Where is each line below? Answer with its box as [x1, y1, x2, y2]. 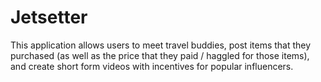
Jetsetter [10, 6, 88, 29]
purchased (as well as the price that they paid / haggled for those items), [10, 49, 310, 61]
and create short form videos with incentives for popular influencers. [10, 60, 294, 72]
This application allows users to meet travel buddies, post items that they [10, 39, 312, 51]
